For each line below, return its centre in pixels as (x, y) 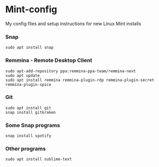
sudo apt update (22, 75)
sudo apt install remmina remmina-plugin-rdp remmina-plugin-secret (80, 80)
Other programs (26, 149)
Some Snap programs (33, 125)
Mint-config (31, 9)
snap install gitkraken (31, 112)
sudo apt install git (28, 108)
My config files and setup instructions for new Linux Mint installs (73, 24)
